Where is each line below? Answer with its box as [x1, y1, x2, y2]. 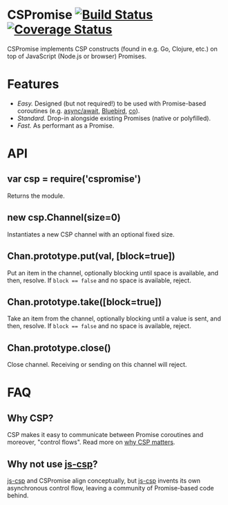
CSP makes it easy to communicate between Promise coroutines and [7, 431, 204, 439]
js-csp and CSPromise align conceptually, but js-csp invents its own [7, 476, 200, 485]
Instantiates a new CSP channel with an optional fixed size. [7, 230, 175, 239]
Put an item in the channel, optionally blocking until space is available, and [7, 268, 219, 277]
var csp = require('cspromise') [7, 173, 142, 185]
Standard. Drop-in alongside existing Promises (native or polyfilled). [17, 114, 211, 122]
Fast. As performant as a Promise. [17, 121, 115, 130]
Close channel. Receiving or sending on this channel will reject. [7, 361, 187, 369]
